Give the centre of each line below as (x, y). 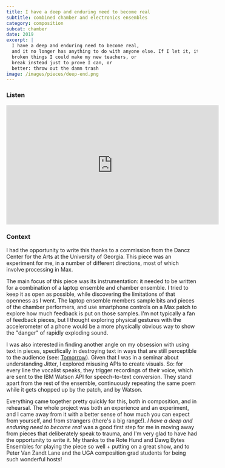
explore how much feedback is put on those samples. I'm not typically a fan (101, 313)
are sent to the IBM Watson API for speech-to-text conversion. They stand (99, 376)
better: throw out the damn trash (55, 68)
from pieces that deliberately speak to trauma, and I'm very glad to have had (102, 433)
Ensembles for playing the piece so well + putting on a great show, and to (98, 446)
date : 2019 (20, 35)
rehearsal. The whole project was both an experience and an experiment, (98, 407)
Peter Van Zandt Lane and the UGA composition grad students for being (96, 453)
